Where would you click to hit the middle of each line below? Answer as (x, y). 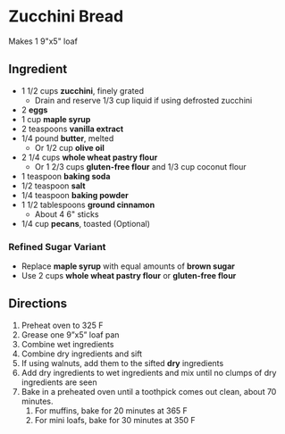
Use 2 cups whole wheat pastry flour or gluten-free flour (129, 276)
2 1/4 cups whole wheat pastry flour (89, 157)
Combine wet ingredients (67, 344)
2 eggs (34, 110)
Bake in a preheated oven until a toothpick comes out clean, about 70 (149, 391)
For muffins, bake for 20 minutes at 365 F (111, 410)
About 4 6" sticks (67, 214)
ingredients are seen (59, 382)
